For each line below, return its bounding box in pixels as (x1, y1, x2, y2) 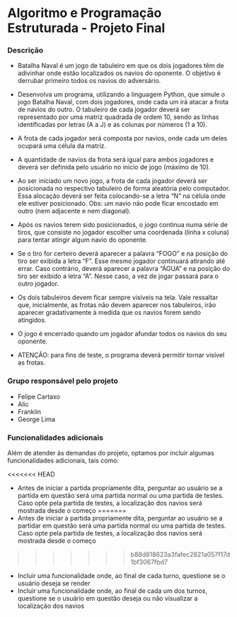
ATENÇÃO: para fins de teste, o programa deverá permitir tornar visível (17, 351, 225, 360)
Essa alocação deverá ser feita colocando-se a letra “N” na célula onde (17, 191, 226, 200)
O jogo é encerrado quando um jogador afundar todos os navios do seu (17, 330, 227, 338)
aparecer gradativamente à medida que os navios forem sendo (17, 308, 202, 317)
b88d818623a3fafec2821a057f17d (130, 550, 231, 559)
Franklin (17, 407, 41, 416)
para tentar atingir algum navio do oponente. (17, 235, 148, 244)
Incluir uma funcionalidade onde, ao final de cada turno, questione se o (17, 572, 226, 580)
